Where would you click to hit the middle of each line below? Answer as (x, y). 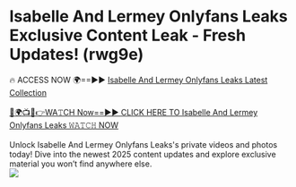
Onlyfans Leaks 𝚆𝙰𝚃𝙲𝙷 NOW (64, 125)
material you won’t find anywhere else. (81, 164)
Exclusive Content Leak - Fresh (128, 35)
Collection (28, 92)
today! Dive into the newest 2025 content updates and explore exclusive (143, 154)
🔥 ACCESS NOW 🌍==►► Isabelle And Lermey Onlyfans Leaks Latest (139, 80)
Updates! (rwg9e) (77, 55)
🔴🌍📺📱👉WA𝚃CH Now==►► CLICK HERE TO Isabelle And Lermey (134, 112)
